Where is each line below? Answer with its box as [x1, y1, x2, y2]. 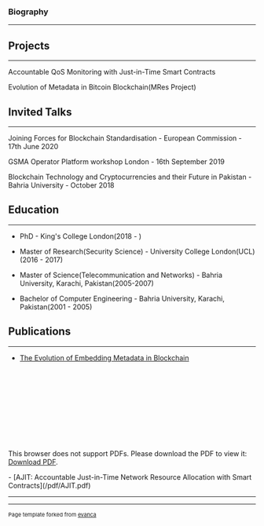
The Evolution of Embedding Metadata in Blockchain [19, 352, 190, 363]
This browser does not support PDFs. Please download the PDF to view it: [8, 448, 247, 458]
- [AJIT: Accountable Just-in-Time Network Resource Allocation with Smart [8, 472, 252, 481]
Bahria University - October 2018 [8, 180, 115, 190]
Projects [8, 38, 50, 53]
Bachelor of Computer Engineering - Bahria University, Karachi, [19, 294, 225, 303]
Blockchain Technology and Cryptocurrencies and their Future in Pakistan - [8, 172, 252, 181]
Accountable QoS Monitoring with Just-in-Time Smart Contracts [8, 68, 216, 77]
